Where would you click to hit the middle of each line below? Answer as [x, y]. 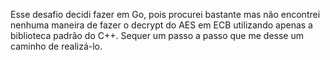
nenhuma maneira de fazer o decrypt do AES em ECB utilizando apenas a [161, 25]
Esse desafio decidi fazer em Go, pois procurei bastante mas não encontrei [165, 14]
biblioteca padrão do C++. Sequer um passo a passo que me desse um [157, 35]
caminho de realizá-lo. [56, 46]
